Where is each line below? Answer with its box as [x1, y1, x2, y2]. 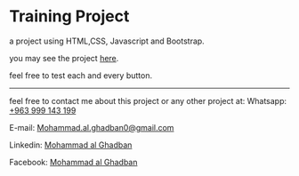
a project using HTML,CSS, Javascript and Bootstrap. [9, 36, 205, 46]
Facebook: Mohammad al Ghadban [9, 156, 138, 167]
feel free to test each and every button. [9, 69, 153, 81]
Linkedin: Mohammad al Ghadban [9, 140, 133, 150]
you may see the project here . [9, 52, 119, 63]
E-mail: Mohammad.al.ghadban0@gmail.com [9, 122, 174, 132]
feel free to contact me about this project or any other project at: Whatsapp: [9, 95, 287, 106]
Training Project [9, 6, 130, 27]
